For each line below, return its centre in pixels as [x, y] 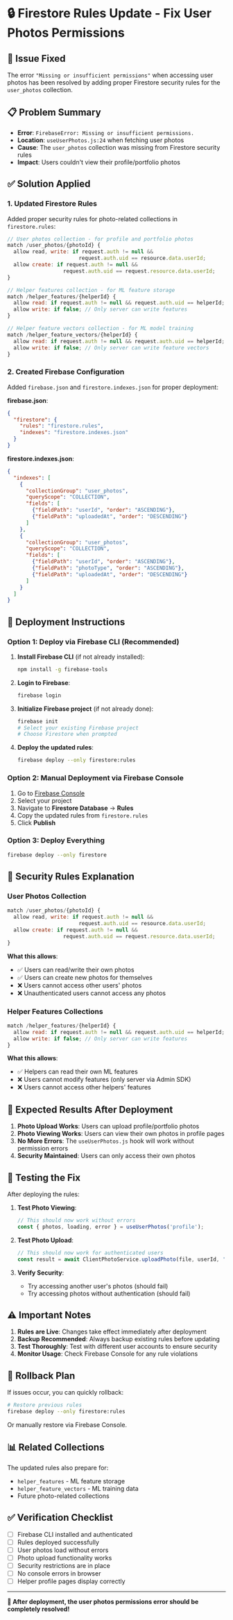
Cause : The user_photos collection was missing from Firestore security [119, 147]
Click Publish [36, 822]
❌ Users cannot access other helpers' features [84, 1087]
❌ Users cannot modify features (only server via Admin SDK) [104, 1080]
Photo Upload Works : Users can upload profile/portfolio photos [108, 1126]
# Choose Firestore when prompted [67, 734]
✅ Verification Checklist [60, 1518]
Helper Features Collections [55, 1011]
